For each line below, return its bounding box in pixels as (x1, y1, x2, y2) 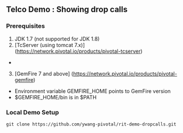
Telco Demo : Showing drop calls (6, 5, 128, 15)
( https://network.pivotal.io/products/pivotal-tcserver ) (14, 48, 143, 55)
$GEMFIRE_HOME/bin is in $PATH (14, 94, 97, 100)
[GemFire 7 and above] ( (14, 70, 74, 77)
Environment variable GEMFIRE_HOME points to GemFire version (14, 87, 171, 95)
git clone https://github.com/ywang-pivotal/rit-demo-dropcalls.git (6, 121, 177, 127)
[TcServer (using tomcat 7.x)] (14, 41, 85, 48)
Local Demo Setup (6, 108, 60, 116)
